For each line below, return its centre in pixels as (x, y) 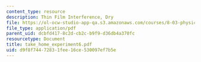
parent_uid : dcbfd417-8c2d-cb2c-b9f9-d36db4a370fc (71, 34)
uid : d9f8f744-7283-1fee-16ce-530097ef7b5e (61, 50)
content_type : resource (36, 12)
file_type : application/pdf (41, 28)
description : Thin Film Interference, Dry (60, 17)
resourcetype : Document (36, 39)
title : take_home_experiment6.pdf (49, 45)
